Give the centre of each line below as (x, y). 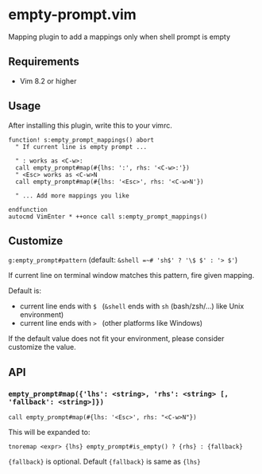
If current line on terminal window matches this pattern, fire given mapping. (131, 276)
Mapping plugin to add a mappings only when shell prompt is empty (119, 37)
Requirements (44, 62)
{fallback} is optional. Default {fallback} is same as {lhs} (104, 462)
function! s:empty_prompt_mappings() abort (81, 140)
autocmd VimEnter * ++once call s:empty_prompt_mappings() (108, 217)
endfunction (28, 210)
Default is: (25, 291)
